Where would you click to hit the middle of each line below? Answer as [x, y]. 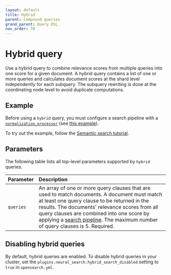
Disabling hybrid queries [45, 244]
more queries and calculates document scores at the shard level [73, 79]
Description [53, 179]
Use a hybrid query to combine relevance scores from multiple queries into [84, 68]
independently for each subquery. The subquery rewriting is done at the [81, 84]
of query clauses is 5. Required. [76, 226]
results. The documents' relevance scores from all [98, 207]
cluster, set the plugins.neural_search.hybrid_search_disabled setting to [82, 262]
